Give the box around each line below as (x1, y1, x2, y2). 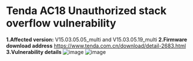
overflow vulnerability (6, 16, 117, 30)
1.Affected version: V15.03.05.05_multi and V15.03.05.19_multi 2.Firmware (6, 36, 187, 43)
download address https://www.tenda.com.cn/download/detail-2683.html (6, 42, 187, 49)
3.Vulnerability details (6, 48, 62, 55)
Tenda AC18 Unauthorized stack (6, 4, 167, 18)
